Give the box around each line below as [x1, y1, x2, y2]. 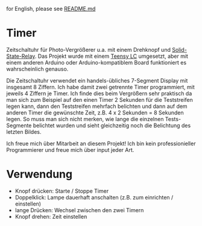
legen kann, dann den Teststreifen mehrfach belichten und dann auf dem [6, 102, 188, 110]
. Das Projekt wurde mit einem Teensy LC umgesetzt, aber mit [34, 52, 189, 60]
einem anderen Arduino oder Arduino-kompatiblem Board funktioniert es [6, 58, 187, 66]
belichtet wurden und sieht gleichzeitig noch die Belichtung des [33, 122, 191, 129]
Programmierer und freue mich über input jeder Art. [6, 146, 134, 153]
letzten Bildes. [6, 128, 42, 135]
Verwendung [6, 168, 73, 181]
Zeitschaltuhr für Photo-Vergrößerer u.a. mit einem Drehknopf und [6, 46, 171, 53]
